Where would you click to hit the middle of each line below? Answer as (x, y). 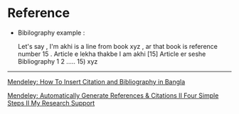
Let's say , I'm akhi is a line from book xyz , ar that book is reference (118, 46)
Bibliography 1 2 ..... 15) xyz (58, 61)
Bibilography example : (51, 33)
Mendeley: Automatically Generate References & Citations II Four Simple (113, 95)
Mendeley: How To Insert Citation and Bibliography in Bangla (96, 81)
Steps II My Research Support (51, 103)
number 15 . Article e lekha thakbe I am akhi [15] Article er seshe (112, 54)
